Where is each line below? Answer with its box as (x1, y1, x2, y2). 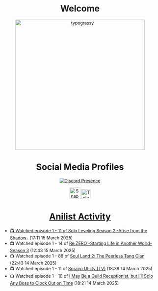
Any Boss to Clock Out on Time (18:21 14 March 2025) (9, 280, 119, 286)
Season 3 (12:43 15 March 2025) (9, 247, 76, 253)
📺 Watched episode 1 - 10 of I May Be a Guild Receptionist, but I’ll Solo (9, 273, 153, 279)
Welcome (60, 3, 100, 14)
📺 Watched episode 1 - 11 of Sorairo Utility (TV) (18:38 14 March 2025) (9, 265, 153, 271)
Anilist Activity (49, 211, 111, 222)
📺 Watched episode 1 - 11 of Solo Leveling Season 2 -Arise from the (9, 227, 148, 233)
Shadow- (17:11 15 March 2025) (9, 235, 73, 241)
